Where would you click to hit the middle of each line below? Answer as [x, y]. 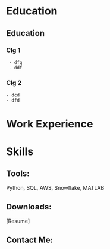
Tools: [18, 173]
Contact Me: [30, 240]
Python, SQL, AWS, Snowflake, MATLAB [55, 188]
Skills [20, 151]
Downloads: [29, 207]
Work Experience [50, 124]
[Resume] [18, 221]
